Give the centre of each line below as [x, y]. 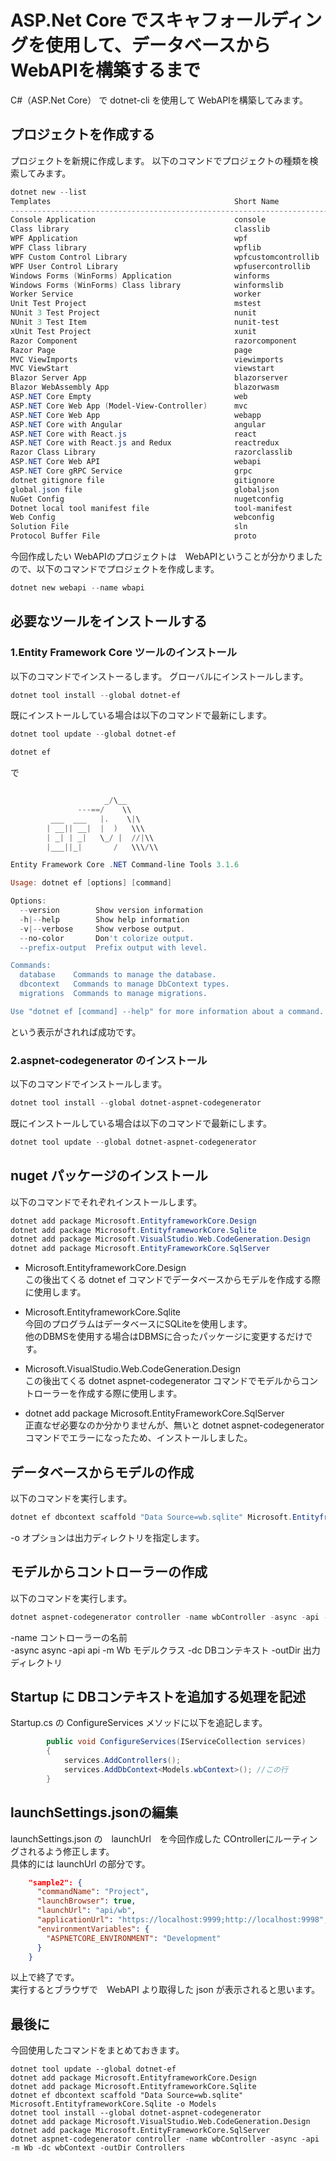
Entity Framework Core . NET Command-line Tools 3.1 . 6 [125, 865]
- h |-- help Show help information [104, 919]
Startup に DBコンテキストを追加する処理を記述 [158, 1696]
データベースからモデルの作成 [102, 1472]
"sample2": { [55, 1882]
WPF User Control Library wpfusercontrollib [160, 266]
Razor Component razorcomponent [154, 341]
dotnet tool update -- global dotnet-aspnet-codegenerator [133, 1142]
